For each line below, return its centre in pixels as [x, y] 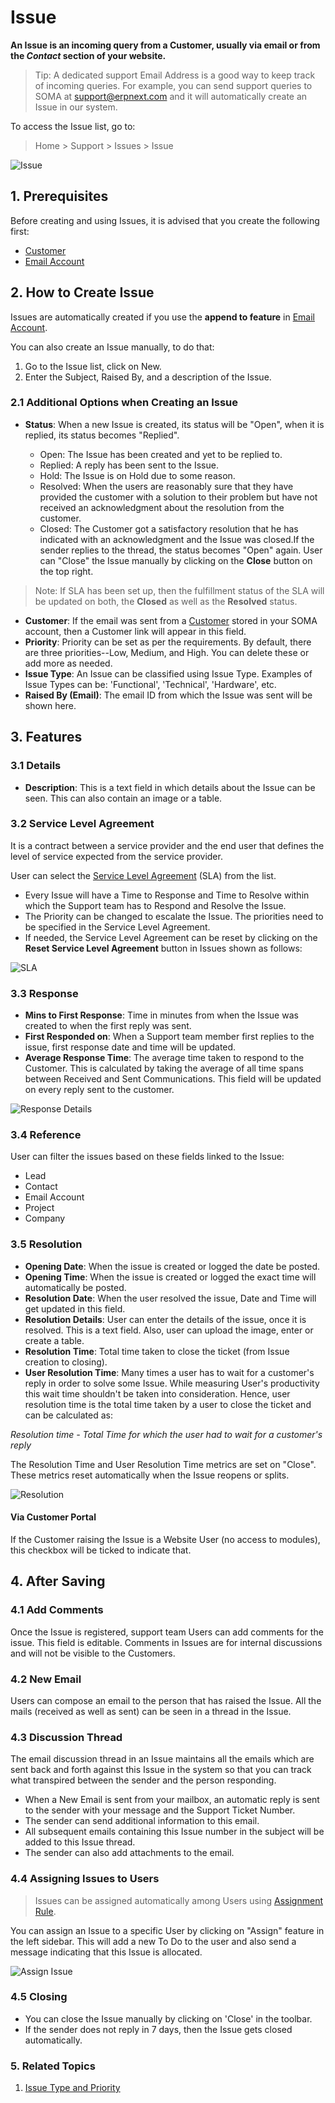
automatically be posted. [75, 1287]
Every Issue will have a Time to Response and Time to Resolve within [167, 895]
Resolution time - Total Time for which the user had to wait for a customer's [166, 1434]
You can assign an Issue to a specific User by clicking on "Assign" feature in [167, 1930]
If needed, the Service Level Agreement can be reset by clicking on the [171, 937]
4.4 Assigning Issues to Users [85, 1879]
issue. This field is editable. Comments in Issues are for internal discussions [166, 1642]
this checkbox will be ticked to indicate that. [101, 1550]
